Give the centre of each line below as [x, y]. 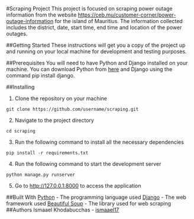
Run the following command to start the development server [88, 164]
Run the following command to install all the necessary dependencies [99, 142]
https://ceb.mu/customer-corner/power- [127, 15]
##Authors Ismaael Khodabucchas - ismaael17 [63, 210]
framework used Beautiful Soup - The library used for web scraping [89, 203]
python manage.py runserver [41, 175]
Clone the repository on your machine [61, 98]
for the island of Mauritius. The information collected [119, 21]
